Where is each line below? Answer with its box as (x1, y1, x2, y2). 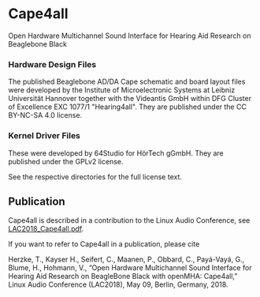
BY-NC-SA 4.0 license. (8, 111, 83, 120)
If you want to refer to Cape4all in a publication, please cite (8, 239, 200, 249)
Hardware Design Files (8, 58, 97, 70)
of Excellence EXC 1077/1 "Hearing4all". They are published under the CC (8, 102, 247, 111)
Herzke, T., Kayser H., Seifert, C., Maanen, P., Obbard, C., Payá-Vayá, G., (8, 254, 245, 265)
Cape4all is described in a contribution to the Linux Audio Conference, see (8, 216, 251, 225)
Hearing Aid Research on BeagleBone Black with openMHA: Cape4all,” (8, 272, 238, 281)
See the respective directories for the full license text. (8, 171, 183, 182)
